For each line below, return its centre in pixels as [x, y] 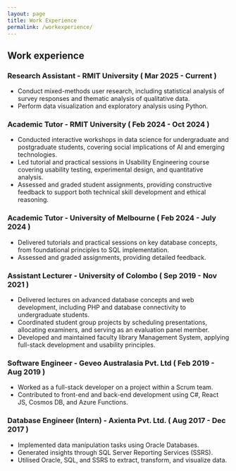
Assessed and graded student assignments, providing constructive [115, 185]
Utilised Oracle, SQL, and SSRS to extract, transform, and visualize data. [122, 460]
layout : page [26, 14]
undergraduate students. [54, 314]
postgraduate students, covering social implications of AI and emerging [121, 147]
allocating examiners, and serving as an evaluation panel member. [113, 330]
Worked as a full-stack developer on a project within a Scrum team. [115, 387]
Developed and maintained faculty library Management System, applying [123, 337]
